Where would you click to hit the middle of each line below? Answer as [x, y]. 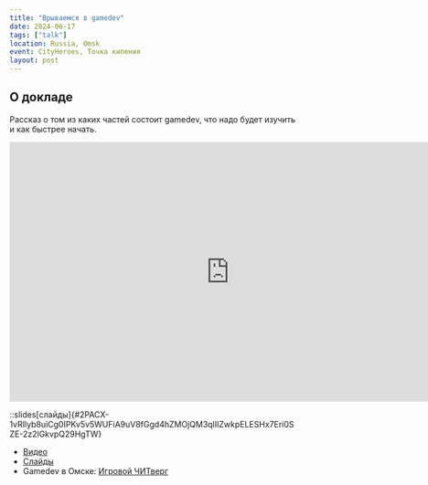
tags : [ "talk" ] [38, 35]
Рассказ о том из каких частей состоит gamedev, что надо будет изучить [152, 119]
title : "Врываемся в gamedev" [67, 18]
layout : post [34, 60]
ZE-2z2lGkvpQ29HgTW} [56, 434]
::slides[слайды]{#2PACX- [59, 414]
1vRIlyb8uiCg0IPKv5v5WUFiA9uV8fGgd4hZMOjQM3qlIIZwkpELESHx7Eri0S [152, 424]
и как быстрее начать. [53, 129]
